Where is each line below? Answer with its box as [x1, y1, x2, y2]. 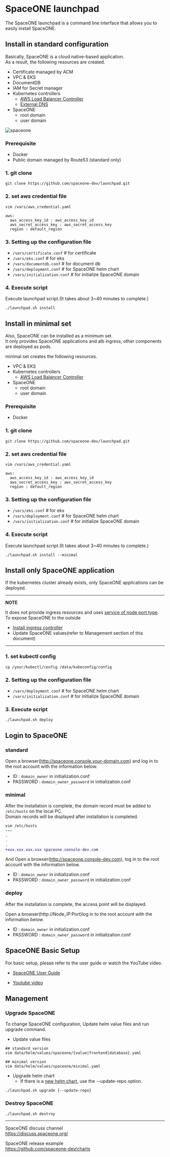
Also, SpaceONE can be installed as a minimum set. [5, 333, 113, 339]
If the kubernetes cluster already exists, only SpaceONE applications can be [5, 580, 164, 586]
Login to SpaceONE [5, 731, 68, 740]
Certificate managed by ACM [12, 69, 73, 75]
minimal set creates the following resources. [5, 354, 98, 360]
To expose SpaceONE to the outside [5, 615, 81, 621]
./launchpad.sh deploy [5, 717, 53, 723]
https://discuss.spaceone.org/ [5, 1130, 68, 1136]
